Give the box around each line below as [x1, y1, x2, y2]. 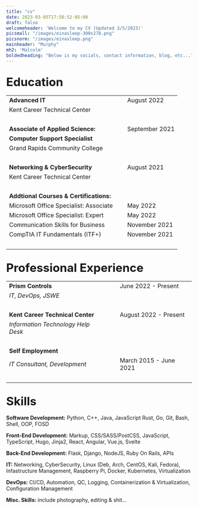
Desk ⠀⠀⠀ [9, 328, 37, 336]
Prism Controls [9, 282, 52, 290]
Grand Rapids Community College [9, 144, 103, 152]
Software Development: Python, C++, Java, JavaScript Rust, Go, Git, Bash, [6, 414, 190, 422]
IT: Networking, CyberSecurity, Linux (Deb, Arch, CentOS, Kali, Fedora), [6, 461, 181, 468]
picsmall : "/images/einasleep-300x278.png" [6, 31, 115, 37]
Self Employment [9, 347, 58, 355]
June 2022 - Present [120, 282, 179, 290]
